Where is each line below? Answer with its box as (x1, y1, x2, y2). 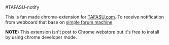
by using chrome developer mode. (5, 34, 77, 40)
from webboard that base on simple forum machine (5, 19, 113, 25)
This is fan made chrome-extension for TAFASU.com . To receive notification (5, 14, 164, 19)
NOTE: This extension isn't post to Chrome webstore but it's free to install (5, 29, 160, 34)
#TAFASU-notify (5, 4, 40, 10)
